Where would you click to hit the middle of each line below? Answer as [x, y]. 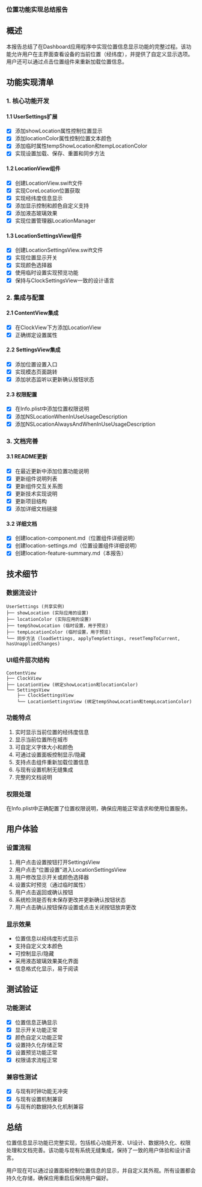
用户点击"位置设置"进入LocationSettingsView [71, 869]
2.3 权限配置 [22, 394]
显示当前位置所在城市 [41, 739]
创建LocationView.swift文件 [49, 183]
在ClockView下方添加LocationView [58, 327]
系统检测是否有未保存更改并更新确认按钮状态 [70, 899]
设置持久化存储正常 [39, 1044]
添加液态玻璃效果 [36, 213]
